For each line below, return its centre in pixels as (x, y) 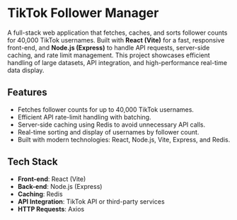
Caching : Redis (40, 194)
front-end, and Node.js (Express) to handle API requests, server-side (109, 47)
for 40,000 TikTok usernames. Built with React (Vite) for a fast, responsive (116, 40)
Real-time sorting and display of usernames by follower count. (108, 132)
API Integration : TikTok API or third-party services (91, 201)
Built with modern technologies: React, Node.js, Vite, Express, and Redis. (124, 139)
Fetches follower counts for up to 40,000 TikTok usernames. (106, 109)
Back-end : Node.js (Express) (60, 186)
